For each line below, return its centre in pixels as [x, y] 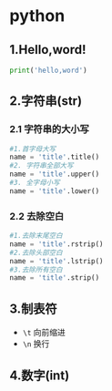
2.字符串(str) [46, 101]
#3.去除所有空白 [36, 270]
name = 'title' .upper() [55, 174]
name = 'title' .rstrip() [56, 244]
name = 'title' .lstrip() [56, 261]
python [37, 16]
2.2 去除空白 [37, 216]
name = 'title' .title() [55, 157]
